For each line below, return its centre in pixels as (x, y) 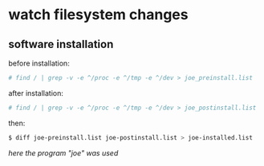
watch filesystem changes (98, 15)
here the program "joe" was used (63, 152)
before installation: (39, 63)
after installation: (36, 93)
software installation (61, 44)
